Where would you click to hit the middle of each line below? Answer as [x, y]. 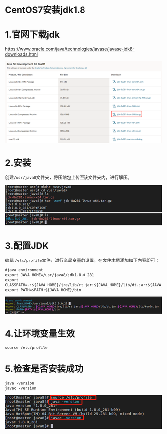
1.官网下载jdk [32, 35]
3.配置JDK [27, 245]
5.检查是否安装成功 [44, 369]
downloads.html [22, 54]
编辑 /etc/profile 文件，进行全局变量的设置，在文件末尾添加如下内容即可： [82, 260]
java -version [20, 383]
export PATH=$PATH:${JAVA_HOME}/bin [43, 290]
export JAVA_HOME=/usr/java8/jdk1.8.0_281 [50, 275]
